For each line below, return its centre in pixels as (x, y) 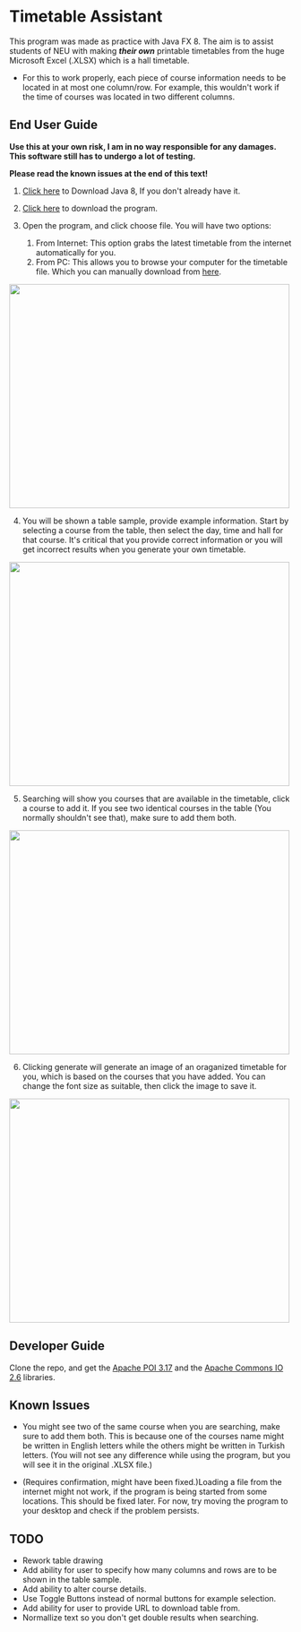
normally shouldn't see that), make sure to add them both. (129, 817)
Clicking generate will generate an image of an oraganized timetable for (155, 1066)
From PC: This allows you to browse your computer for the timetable (162, 262)
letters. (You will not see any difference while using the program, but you (156, 1455)
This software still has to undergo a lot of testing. (103, 156)
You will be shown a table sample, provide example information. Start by (155, 521)
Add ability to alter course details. (84, 1589)
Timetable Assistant (86, 17)
